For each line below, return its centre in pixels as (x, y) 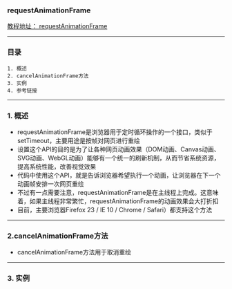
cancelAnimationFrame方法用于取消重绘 (74, 252)
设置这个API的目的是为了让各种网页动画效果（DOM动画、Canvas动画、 (118, 149)
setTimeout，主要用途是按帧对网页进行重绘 (78, 140)
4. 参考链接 (22, 91)
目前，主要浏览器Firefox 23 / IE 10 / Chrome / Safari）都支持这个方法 (115, 209)
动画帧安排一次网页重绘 (50, 184)
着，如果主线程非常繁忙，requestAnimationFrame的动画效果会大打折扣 (118, 201)
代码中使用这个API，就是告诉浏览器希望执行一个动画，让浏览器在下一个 (119, 175)
